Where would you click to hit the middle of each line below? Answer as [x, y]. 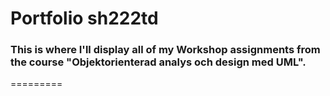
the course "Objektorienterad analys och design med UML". [158, 62]
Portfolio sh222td [84, 18]
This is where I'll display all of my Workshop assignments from [165, 50]
